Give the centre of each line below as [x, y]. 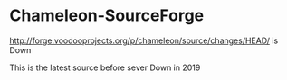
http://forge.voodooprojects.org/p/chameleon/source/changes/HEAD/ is [144, 40]
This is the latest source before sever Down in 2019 [105, 67]
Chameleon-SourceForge [107, 16]
